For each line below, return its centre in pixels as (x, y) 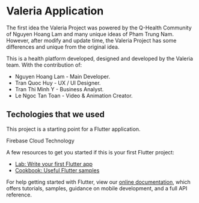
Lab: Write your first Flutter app (54, 164)
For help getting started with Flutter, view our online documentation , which (99, 182)
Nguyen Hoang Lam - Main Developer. (62, 76)
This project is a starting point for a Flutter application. (73, 129)
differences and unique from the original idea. (63, 47)
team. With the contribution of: (44, 65)
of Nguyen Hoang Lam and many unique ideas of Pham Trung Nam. (90, 34)
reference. (19, 195)
